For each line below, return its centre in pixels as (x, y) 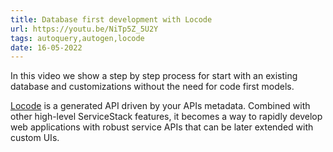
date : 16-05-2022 (46, 47)
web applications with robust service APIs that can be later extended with (162, 127)
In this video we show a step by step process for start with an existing (154, 76)
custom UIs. (35, 138)
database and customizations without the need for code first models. (152, 87)
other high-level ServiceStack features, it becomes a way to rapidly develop (166, 117)
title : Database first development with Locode (111, 19)
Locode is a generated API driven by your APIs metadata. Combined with (160, 106)
